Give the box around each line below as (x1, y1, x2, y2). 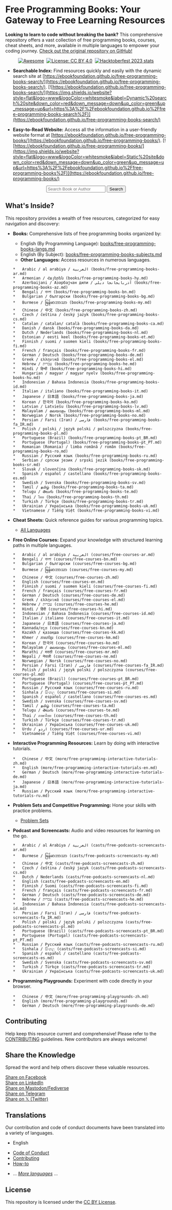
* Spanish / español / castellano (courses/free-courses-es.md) (12, 694, 158, 699)
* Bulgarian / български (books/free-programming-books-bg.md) (12, 293, 155, 299)
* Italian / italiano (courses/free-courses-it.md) (12, 615, 130, 621)
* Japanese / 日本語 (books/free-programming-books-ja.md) (12, 394, 144, 399)
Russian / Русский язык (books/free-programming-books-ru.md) (22, 453, 158, 458)
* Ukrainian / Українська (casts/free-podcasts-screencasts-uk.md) (12, 969, 165, 974)
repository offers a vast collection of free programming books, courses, (5, 37, 156, 43)
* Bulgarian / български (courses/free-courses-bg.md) (12, 561, 137, 566)
